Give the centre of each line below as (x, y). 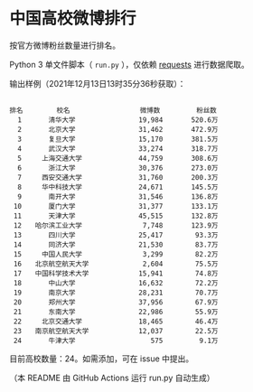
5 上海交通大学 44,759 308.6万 (118, 158)
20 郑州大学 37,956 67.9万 (116, 302)
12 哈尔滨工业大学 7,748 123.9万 (116, 225)
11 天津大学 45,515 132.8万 (116, 216)
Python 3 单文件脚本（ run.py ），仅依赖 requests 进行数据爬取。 (130, 64)
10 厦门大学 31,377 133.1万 (116, 206)
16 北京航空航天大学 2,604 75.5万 (116, 264)
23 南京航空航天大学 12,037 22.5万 (116, 331)
